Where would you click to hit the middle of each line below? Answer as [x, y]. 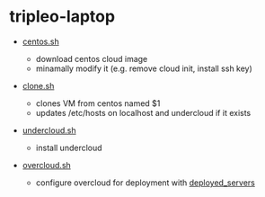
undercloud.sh [49, 130]
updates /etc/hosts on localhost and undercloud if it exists [143, 112]
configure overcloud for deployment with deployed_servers [146, 183]
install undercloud [69, 148]
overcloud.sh [47, 165]
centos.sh [41, 41]
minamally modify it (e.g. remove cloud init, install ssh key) [144, 68]
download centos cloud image [92, 58]
